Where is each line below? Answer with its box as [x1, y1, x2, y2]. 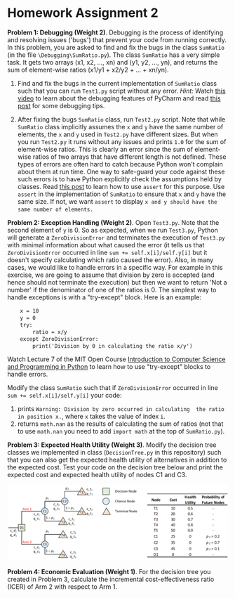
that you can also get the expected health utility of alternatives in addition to [7, 455, 227, 464]
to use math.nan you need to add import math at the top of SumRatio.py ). [17, 427, 225, 435]
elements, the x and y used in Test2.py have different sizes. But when [17, 130, 219, 138]
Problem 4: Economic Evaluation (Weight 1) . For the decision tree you [7, 568, 211, 576]
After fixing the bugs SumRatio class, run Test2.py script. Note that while [17, 115, 226, 124]
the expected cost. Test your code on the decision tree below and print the [7, 462, 223, 472]
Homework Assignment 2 [7, 5, 159, 21]
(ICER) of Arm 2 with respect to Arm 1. [7, 583, 118, 591]
